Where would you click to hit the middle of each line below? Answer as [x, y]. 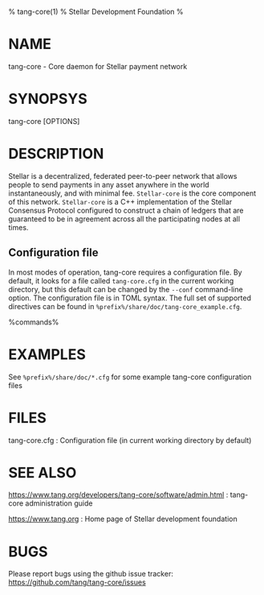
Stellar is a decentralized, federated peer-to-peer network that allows [123, 176]
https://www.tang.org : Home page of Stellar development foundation [123, 519]
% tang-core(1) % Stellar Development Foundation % [96, 12]
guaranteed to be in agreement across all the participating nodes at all [124, 219]
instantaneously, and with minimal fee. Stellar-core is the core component [132, 193]
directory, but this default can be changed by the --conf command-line [126, 289]
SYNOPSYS [48, 99]
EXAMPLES [47, 354]
